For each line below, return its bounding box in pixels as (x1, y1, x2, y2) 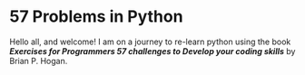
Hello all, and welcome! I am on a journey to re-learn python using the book (9, 36, 291, 47)
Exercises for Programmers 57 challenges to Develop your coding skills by (9, 45, 296, 56)
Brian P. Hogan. (9, 55, 68, 66)
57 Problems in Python (9, 6, 183, 27)
